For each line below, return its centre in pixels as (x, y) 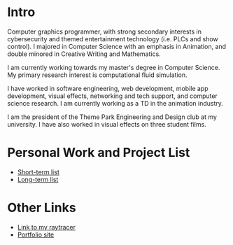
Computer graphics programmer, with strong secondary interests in (104, 31)
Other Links (42, 208)
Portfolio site (36, 234)
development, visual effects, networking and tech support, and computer (113, 96)
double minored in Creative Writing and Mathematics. (84, 54)
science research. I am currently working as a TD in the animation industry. (115, 103)
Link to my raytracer (46, 227)
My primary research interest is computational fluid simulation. (97, 75)
